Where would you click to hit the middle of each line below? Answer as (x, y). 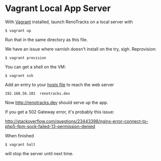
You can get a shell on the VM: (36, 67)
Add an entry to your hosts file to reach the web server (60, 85)
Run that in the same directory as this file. (46, 40)
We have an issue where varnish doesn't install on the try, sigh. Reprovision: (81, 49)
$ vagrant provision (26, 58)
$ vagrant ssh (19, 75)
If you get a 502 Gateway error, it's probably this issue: (60, 112)
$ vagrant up (18, 30)
